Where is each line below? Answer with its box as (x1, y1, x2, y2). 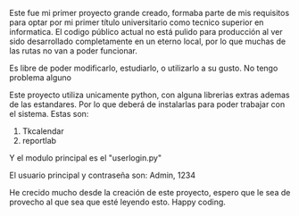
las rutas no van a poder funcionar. (9, 46, 138, 56)
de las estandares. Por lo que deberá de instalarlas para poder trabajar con (9, 99, 286, 110)
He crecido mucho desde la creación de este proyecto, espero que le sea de (9, 187, 291, 197)
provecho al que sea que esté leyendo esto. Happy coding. (9, 196, 226, 207)
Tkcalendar (21, 126, 64, 137)
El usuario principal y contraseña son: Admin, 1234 (9, 170, 196, 180)
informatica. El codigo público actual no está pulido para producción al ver (9, 27, 283, 37)
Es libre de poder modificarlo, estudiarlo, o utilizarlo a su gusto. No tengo (9, 62, 278, 73)
